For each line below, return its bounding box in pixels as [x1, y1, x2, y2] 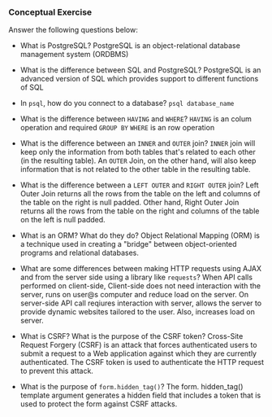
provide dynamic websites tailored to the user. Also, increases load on [19, 307, 256, 317]
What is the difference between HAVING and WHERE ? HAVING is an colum [19, 114, 252, 124]
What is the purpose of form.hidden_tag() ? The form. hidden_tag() [19, 382, 244, 392]
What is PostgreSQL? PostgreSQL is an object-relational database [19, 41, 241, 50]
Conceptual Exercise [8, 7, 93, 18]
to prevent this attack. [19, 366, 93, 376]
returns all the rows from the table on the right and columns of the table [19, 206, 260, 216]
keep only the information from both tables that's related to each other [19, 147, 256, 157]
